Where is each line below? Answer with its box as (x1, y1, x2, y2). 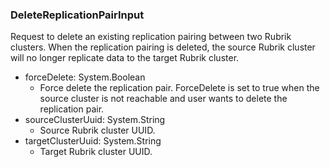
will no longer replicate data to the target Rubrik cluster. (10, 52, 240, 64)
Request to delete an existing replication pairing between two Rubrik (10, 31, 292, 43)
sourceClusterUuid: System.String (24, 114, 166, 126)
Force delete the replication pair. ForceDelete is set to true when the (39, 82, 320, 94)
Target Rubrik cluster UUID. (39, 146, 153, 158)
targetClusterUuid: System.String (24, 135, 162, 147)
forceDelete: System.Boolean (24, 71, 146, 83)
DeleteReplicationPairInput (10, 8, 145, 22)
